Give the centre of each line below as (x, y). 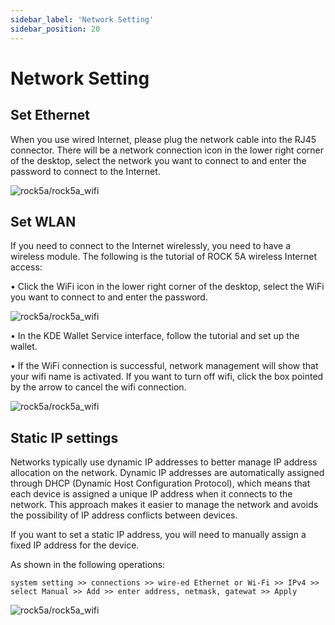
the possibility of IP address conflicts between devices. (124, 515)
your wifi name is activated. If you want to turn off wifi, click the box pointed (167, 377)
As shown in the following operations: (88, 565)
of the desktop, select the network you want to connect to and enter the (158, 160)
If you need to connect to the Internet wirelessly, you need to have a (151, 246)
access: (26, 267)
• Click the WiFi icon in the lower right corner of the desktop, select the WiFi (167, 287)
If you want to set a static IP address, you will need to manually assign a (158, 535)
